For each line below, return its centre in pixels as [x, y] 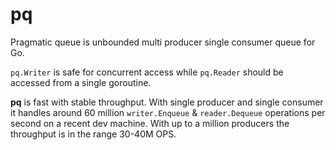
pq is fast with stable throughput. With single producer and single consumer [167, 102]
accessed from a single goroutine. [81, 82]
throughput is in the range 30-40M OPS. [93, 134]
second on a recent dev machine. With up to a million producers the [150, 123]
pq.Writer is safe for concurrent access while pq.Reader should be [147, 72]
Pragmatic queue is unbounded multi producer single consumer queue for [163, 42]
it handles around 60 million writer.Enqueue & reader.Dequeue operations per [168, 112]
